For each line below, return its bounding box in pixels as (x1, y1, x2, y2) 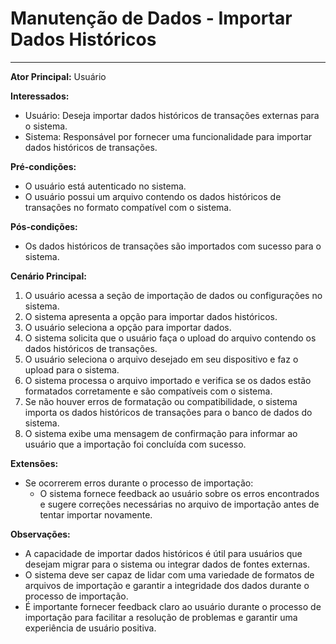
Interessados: (10, 90, 70, 102)
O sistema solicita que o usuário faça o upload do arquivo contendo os (24, 332, 317, 344)
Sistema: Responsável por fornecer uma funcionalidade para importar (24, 130, 313, 142)
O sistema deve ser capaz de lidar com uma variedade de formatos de (24, 568, 315, 581)
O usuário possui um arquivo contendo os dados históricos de (24, 190, 282, 202)
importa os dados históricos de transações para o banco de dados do (24, 406, 313, 418)
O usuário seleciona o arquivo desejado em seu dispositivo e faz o (24, 353, 299, 365)
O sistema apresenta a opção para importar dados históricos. (24, 310, 278, 322)
